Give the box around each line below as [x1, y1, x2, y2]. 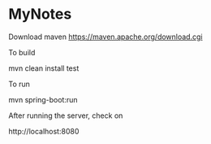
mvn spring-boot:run [8, 94, 78, 104]
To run [8, 79, 31, 89]
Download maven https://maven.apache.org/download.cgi [8, 32, 203, 41]
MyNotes [8, 5, 72, 24]
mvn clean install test [8, 63, 80, 73]
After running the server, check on [8, 111, 123, 120]
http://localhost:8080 [8, 126, 80, 136]
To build [8, 47, 36, 57]
